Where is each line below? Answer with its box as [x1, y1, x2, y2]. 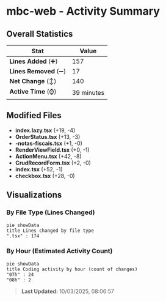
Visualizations [6, 190, 62, 200]
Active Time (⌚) [9, 87, 57, 95]
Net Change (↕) [9, 77, 57, 85]
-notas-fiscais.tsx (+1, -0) [15, 139, 82, 147]
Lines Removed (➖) [9, 67, 66, 75]
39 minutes [71, 88, 105, 97]
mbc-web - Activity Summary [6, 4, 161, 18]
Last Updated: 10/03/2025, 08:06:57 [21, 288, 115, 295]
